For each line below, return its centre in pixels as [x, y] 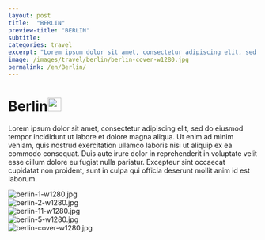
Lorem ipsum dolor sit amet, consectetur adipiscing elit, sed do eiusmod [126, 128]
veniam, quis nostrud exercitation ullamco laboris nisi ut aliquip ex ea [120, 145]
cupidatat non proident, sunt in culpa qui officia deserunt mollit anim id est [129, 170]
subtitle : [25, 38]
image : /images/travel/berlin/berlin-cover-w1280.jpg [99, 60]
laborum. [23, 178]
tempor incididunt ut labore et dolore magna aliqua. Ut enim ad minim [121, 136]
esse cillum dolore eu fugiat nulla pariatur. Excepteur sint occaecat [117, 162]
